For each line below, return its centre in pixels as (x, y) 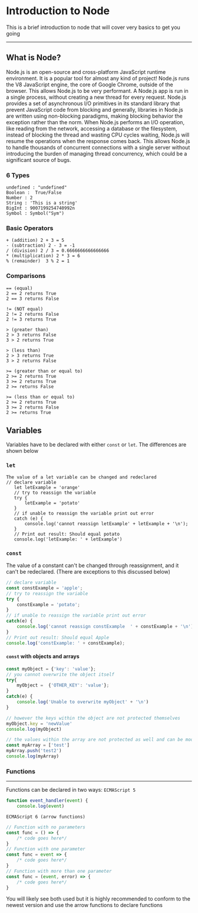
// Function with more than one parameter (59, 871)
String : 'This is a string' (42, 203)
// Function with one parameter (46, 849)
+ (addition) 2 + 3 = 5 (35, 241)
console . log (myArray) (33, 756)
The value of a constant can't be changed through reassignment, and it (93, 565)
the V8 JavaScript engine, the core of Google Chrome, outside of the (90, 85)
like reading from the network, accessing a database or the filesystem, (92, 128)
